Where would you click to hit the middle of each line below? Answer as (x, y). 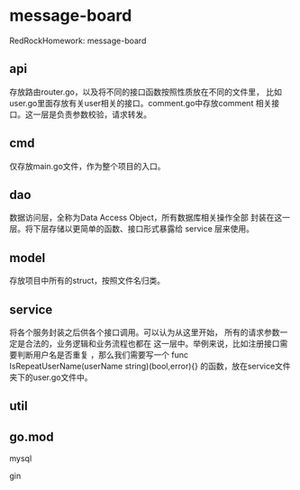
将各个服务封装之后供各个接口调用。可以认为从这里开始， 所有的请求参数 (145, 332)
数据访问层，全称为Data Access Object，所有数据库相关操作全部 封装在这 (146, 218)
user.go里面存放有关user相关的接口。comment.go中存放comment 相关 (141, 103)
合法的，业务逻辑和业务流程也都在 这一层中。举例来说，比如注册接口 (152, 344)
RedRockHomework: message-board (78, 41)
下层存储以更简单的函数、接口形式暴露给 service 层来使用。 (144, 229)
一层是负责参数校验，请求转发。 (92, 114)
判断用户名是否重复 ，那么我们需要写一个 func (103, 355)
